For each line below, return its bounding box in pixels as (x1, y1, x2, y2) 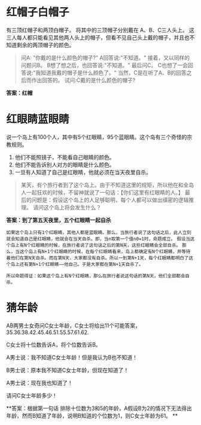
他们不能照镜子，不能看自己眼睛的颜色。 (14, 153, 115, 160)
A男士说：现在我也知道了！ (6, 379, 73, 386)
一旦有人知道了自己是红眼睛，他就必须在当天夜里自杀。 (14, 168, 151, 175)
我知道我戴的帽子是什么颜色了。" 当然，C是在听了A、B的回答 (35, 69, 187, 76)
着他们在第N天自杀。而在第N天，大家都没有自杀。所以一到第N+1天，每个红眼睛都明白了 (6, 255, 189, 261)
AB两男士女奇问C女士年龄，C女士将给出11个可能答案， (6, 321, 141, 329)
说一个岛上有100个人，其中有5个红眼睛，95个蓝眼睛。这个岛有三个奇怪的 (6, 133, 187, 141)
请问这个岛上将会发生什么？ (32, 204, 102, 211)
